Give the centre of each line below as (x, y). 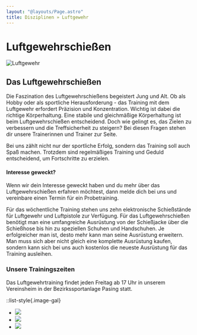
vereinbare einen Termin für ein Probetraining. (63, 198)
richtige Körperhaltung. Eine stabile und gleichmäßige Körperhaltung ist (94, 115)
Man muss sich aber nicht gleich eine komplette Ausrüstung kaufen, (89, 241)
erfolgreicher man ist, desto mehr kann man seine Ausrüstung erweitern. (95, 235)
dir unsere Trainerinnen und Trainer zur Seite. (62, 134)
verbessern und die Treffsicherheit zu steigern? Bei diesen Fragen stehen (96, 128)
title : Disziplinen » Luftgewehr (47, 17)
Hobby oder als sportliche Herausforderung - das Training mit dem (88, 103)
